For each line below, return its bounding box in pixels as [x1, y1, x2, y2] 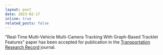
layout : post [5, 7, 32, 12]
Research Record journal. [5, 44, 56, 50]
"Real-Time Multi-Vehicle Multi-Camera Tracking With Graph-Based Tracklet [5, 34, 158, 40]
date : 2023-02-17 [5, 12, 40, 17]
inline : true [5, 16, 32, 21]
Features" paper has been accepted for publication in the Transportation [5, 39, 150, 45]
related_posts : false [5, 20, 49, 26]
